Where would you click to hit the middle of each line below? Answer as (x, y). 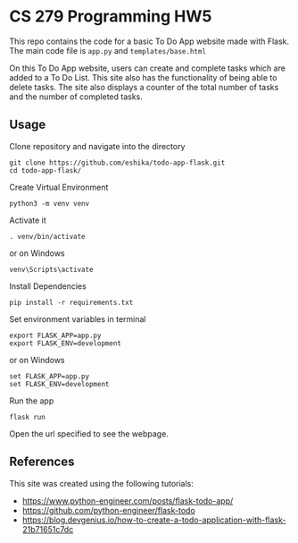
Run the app (32, 401)
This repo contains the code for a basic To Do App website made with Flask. (149, 41)
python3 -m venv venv (50, 203)
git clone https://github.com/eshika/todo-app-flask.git (117, 163)
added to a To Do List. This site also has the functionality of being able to (143, 77)
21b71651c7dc (48, 529)
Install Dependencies (48, 286)
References (42, 462)
